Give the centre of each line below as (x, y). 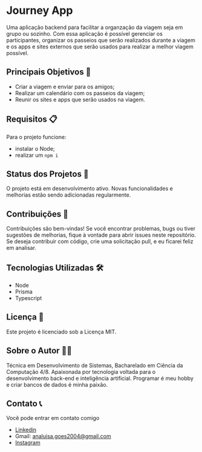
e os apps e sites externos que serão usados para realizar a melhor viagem (100, 47)
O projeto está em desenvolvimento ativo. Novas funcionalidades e (90, 189)
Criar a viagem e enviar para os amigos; (65, 87)
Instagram (28, 443)
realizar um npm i (37, 155)
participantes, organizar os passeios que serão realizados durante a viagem (101, 40)
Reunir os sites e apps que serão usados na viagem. (80, 99)
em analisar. (21, 248)
